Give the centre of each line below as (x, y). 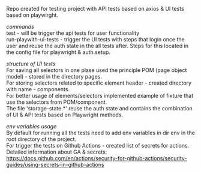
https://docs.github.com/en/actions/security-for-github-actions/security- (97, 158)
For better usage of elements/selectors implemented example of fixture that (100, 96)
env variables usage (31, 126)
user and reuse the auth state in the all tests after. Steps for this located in (97, 46)
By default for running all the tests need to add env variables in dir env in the (100, 133)
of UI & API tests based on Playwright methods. (65, 115)
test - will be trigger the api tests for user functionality (73, 33)
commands (20, 27)
